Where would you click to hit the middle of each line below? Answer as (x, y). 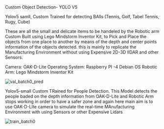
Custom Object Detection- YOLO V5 (41, 7)
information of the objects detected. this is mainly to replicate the (71, 47)
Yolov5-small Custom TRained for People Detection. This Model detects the (81, 91)
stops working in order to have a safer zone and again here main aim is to (79, 102)
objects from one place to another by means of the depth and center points (81, 42)
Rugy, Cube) (18, 22)
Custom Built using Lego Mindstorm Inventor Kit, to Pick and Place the (76, 37)
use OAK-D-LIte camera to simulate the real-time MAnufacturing (70, 107)
